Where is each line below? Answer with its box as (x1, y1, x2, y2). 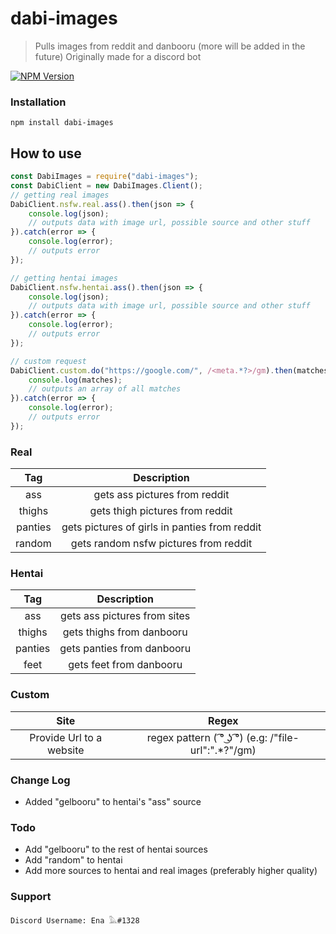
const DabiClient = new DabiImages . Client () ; (10, 180, 203, 191)
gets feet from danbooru (68, 658, 183, 672)
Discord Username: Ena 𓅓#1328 (10, 915, 140, 926)
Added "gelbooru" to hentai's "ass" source (24, 795, 202, 807)
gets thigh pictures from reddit (89, 504, 233, 518)
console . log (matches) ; (28, 375, 123, 385)
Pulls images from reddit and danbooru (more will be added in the (34, 40, 306, 52)
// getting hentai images (10, 273, 118, 283)
